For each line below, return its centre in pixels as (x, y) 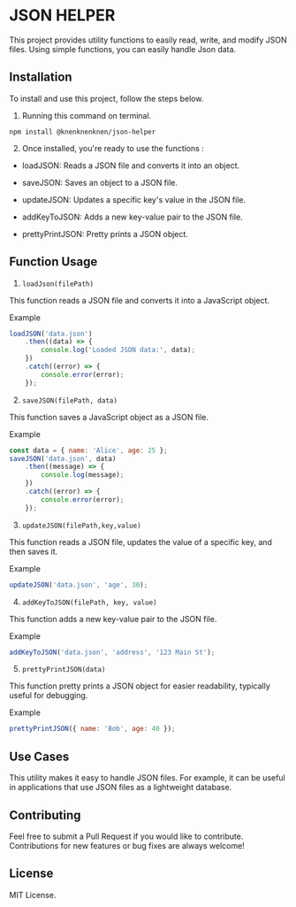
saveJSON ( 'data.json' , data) (63, 458)
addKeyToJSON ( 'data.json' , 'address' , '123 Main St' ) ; (112, 652)
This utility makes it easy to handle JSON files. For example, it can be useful (147, 778)
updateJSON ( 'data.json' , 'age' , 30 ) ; (79, 585)
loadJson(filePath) (58, 284)
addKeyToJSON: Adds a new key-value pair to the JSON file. (132, 217)
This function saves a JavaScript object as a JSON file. (109, 417)
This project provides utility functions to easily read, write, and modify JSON (148, 40)
